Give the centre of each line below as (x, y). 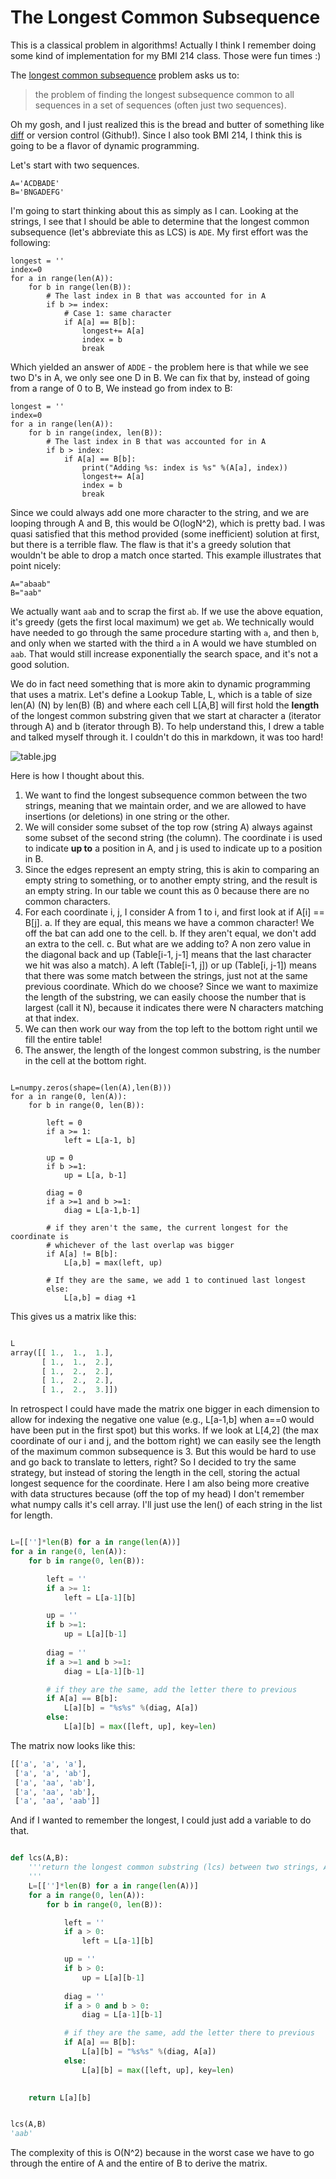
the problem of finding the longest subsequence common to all (164, 94)
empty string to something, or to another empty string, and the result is (171, 880)
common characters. (67, 901)
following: (30, 242)
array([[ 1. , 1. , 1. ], (62, 1352)
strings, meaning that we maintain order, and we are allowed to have (165, 805)
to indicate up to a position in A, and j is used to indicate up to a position (173, 848)
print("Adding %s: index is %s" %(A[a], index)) (184, 467)
